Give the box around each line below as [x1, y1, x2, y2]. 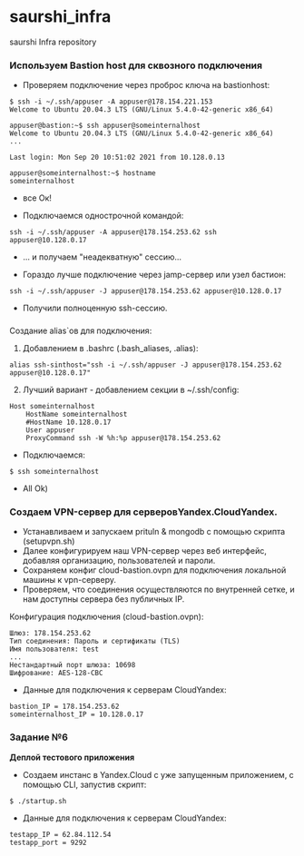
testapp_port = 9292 [9, 838, 88, 847]
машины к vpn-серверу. [22, 575, 116, 585]
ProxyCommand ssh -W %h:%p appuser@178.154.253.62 [25, 434, 221, 443]
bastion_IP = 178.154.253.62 [9, 702, 120, 712]
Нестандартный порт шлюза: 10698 [9, 661, 136, 670]
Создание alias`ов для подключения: [9, 325, 152, 337]
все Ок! [22, 192, 53, 203]
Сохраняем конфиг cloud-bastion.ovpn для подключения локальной [22, 565, 287, 576]
